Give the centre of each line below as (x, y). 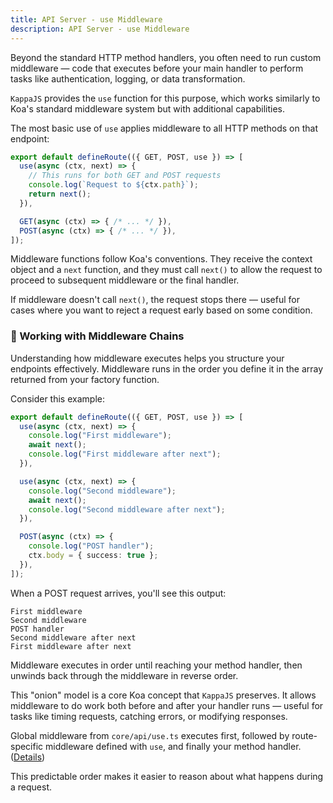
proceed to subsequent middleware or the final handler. (125, 280)
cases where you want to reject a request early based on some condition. (161, 310)
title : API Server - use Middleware (86, 19)
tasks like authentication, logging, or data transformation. (128, 78)
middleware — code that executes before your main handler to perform (157, 68)
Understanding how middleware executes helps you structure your (147, 358)
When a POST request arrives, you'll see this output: (118, 593)
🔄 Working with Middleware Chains (97, 336)
